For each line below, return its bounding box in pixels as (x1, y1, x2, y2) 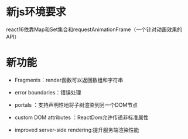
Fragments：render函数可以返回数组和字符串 (14, 76, 124, 83)
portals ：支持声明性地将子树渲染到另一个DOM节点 (14, 101, 138, 109)
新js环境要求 (6, 5, 66, 19)
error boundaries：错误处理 (14, 89, 81, 96)
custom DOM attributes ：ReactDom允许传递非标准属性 (14, 114, 149, 121)
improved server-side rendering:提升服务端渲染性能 (14, 126, 139, 133)
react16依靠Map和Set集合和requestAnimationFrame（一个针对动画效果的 (6, 26, 183, 33)
